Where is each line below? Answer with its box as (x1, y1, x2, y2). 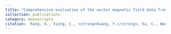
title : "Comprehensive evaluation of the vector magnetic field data (5, 7, 156, 12)
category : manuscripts (5, 16, 53, 21)
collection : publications (5, 12, 60, 17)
